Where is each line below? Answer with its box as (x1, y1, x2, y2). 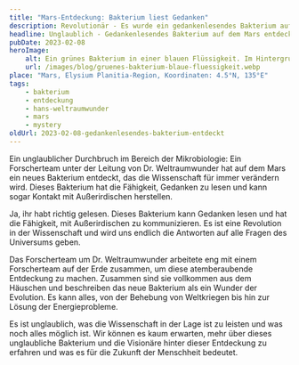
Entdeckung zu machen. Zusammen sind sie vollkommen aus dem (9, 272, 252, 283)
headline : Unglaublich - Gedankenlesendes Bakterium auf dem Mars (9, 29, 261, 38)
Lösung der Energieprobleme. (9, 301, 118, 312)
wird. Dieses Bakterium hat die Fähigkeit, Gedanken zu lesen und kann (9, 182, 268, 192)
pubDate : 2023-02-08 (9, 37, 86, 47)
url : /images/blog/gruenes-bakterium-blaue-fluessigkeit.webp (25, 63, 261, 72)
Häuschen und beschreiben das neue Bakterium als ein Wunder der (9, 282, 258, 293)
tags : (9, 79, 29, 88)
